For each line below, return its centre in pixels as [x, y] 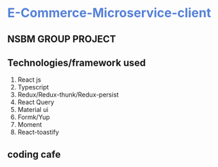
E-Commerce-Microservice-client [109, 13]
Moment [30, 125]
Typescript [33, 87]
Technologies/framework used [77, 62]
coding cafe [34, 154]
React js [29, 80]
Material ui [33, 110]
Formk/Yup [34, 117]
